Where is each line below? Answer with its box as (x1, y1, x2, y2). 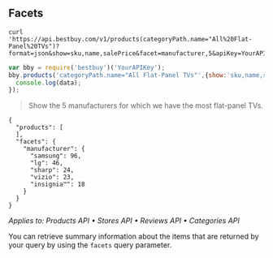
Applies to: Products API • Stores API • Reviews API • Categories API (8, 216, 240, 226)
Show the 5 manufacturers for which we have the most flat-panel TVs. (28, 101, 264, 110)
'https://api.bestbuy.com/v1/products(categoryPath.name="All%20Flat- (8, 35, 253, 43)
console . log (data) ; (15, 79, 82, 87)
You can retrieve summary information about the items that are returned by (8, 231, 259, 242)
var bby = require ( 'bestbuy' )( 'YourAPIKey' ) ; (8, 63, 165, 71)
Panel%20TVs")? (8, 42, 60, 50)
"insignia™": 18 (29, 180, 85, 189)
